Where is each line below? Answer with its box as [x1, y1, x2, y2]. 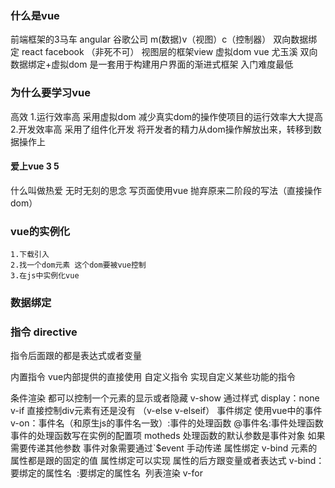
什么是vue [10, 8, 60, 22]
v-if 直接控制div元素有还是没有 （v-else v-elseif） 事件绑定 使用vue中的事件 [10, 405, 323, 417]
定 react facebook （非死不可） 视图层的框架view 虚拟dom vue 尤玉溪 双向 [10, 46, 318, 58]
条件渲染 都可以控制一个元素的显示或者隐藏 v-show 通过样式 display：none [10, 392, 320, 404]
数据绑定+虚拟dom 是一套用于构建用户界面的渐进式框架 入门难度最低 [10, 58, 294, 71]
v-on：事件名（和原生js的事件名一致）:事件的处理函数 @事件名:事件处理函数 [10, 417, 324, 429]
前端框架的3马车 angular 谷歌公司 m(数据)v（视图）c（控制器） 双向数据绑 [10, 33, 318, 46]
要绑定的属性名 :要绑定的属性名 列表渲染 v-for [10, 467, 203, 479]
